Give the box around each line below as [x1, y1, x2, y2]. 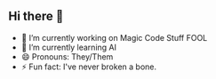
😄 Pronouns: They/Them [20, 51, 114, 62]
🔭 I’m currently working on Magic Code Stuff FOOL [20, 32, 208, 43]
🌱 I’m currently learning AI [20, 42, 117, 52]
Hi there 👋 [8, 9, 64, 24]
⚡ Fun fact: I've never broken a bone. [20, 61, 157, 72]
